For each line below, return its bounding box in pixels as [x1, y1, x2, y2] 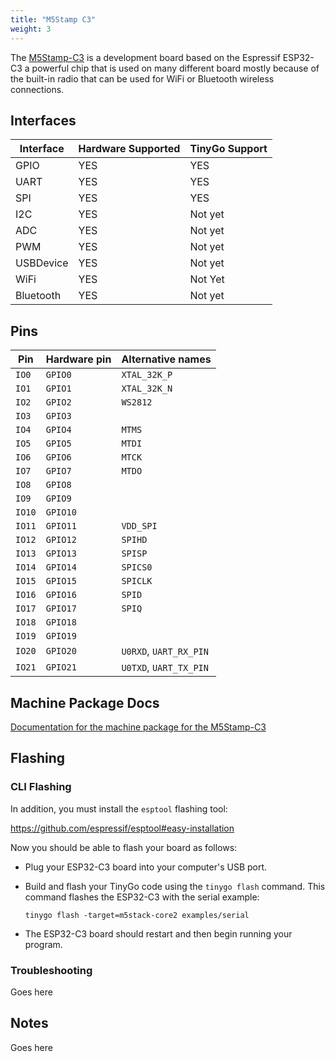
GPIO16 [45, 589, 77, 601]
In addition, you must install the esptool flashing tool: [10, 802, 228, 815]
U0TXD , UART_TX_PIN [121, 661, 209, 675]
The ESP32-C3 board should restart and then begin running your [24, 927, 293, 940]
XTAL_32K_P [121, 369, 173, 381]
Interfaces [10, 112, 77, 129]
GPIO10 [45, 507, 77, 518]
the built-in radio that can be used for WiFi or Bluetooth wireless [10, 72, 275, 85]
